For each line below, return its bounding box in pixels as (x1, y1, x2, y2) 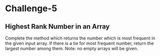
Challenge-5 (5, 3, 58, 14)
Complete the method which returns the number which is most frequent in (5, 35, 156, 41)
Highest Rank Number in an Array (5, 22, 110, 31)
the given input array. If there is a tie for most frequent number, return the (5, 40, 154, 46)
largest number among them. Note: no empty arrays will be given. (5, 46, 138, 51)
